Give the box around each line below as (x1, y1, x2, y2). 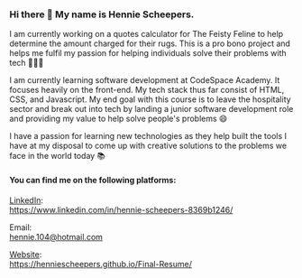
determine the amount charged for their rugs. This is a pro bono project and (9, 38, 291, 49)
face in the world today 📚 (9, 151, 106, 162)
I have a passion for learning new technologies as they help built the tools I (9, 131, 287, 142)
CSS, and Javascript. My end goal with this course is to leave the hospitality (9, 94, 291, 105)
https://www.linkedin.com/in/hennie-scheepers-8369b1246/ (9, 204, 233, 215)
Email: (9, 221, 32, 233)
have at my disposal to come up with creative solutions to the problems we (9, 140, 287, 152)
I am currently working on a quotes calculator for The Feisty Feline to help (9, 29, 284, 40)
